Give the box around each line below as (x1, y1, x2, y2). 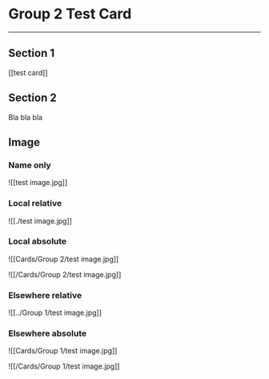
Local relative (8, 198, 62, 209)
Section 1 (8, 46, 54, 60)
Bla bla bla (8, 112, 42, 122)
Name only (8, 159, 52, 171)
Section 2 (8, 91, 58, 105)
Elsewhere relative (8, 289, 82, 300)
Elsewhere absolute (8, 328, 86, 339)
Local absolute (8, 236, 67, 247)
